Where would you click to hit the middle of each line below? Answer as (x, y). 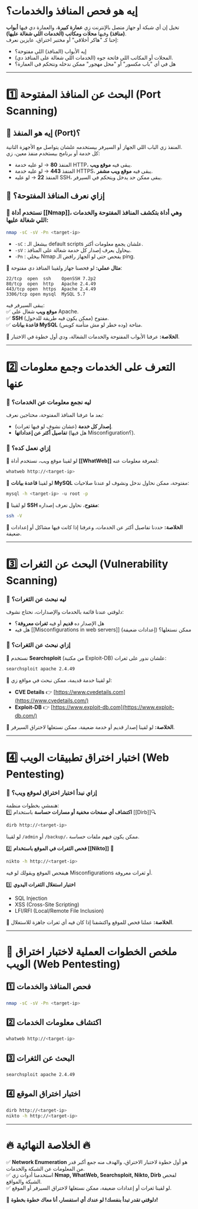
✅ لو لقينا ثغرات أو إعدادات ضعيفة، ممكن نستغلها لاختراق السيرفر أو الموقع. (89, 1188)
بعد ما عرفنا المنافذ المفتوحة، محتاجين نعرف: (55, 414)
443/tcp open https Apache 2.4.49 (51, 289)
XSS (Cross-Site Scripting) (47, 904)
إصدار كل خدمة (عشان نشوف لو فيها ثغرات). (64, 426)
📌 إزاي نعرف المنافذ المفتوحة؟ (55, 196)
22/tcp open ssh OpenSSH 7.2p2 (51, 278)
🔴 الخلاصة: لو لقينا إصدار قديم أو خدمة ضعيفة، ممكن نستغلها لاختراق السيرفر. (90, 727)
